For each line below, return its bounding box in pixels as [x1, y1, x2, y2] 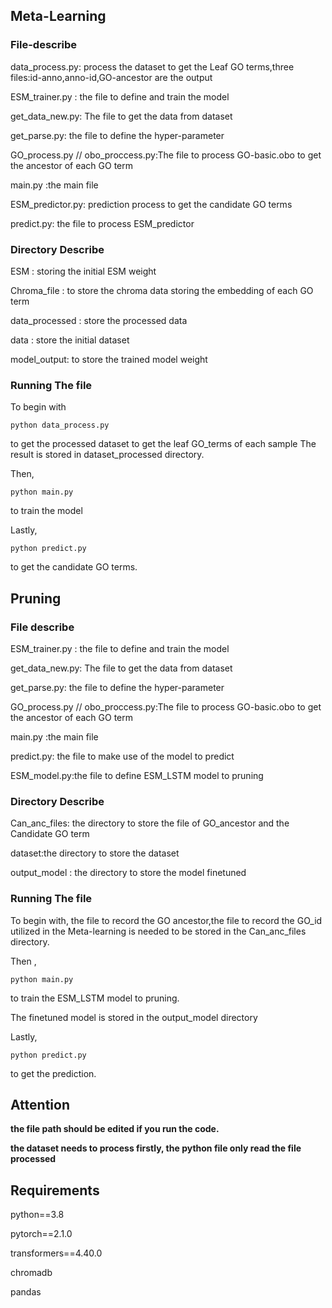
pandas [10, 1286, 42, 1298]
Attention [10, 1096, 70, 1113]
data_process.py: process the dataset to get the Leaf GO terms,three [10, 60, 295, 73]
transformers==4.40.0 [10, 1247, 103, 1259]
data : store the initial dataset [10, 334, 130, 346]
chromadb [10, 1267, 53, 1279]
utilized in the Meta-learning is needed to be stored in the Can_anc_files [10, 925, 307, 937]
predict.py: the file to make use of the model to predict [10, 750, 235, 762]
